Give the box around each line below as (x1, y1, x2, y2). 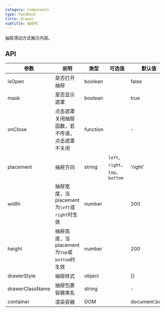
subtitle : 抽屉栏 (5, 21, 38, 26)
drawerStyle (7, 273, 36, 280)
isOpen (7, 78, 25, 85)
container (7, 298, 30, 305)
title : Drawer (5, 16, 34, 21)
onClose (7, 126, 27, 133)
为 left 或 (55, 204, 75, 211)
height (7, 246, 23, 252)
